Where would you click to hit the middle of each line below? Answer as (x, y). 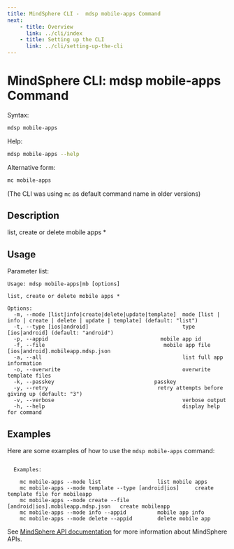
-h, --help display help (117, 406)
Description (33, 215)
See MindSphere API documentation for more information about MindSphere (117, 532)
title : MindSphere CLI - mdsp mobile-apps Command (84, 14)
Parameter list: (28, 271)
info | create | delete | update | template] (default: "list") (103, 321)
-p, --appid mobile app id (107, 339)
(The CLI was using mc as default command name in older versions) (104, 194)
